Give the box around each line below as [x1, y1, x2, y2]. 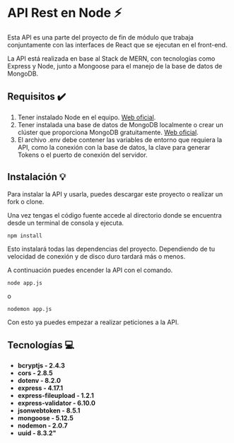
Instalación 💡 [7, 171, 66, 183]
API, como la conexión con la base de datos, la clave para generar [17, 143, 211, 151]
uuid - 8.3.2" [17, 429, 57, 437]
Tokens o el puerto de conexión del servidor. [17, 150, 148, 159]
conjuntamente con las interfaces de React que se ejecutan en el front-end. [7, 40, 228, 49]
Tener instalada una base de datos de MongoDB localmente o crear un [17, 120, 224, 129]
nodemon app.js [7, 305, 52, 312]
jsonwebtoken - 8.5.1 [17, 406, 81, 415]
